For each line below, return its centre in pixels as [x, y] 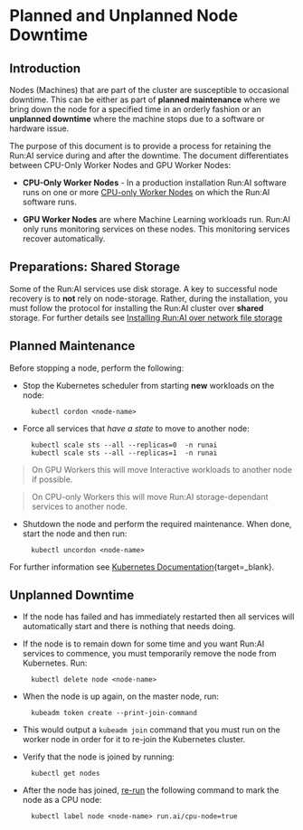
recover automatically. [64, 239]
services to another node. [80, 506]
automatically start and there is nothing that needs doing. [129, 627]
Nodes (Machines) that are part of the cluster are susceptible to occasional [149, 90]
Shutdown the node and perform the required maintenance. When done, [157, 523]
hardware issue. [39, 128]
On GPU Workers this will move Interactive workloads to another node [161, 469]
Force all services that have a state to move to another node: [136, 428]
